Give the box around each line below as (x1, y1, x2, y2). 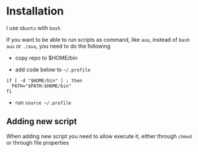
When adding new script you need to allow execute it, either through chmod (6, 132, 192, 140)
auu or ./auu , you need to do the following (6, 42, 111, 50)
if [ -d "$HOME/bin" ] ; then (6, 78, 83, 84)
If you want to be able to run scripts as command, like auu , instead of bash (6, 36, 190, 43)
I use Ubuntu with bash (6, 24, 61, 31)
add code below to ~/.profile (15, 65, 91, 73)
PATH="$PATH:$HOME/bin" (12, 83, 71, 89)
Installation (6, 4, 64, 18)
